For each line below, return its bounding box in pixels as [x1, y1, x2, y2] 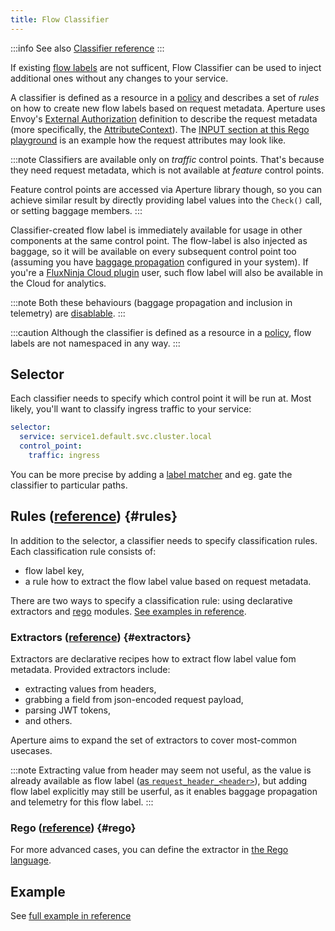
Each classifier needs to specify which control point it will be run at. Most [10, 392, 312, 405]
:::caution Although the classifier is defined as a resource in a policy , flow [10, 326, 312, 338]
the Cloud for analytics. [10, 277, 107, 289]
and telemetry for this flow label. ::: [10, 796, 154, 808]
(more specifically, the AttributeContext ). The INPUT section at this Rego [10, 123, 310, 135]
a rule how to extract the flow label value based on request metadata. [24, 575, 312, 587]
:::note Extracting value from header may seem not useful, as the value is [10, 764, 312, 776]
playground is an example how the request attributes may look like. [10, 134, 287, 146]
